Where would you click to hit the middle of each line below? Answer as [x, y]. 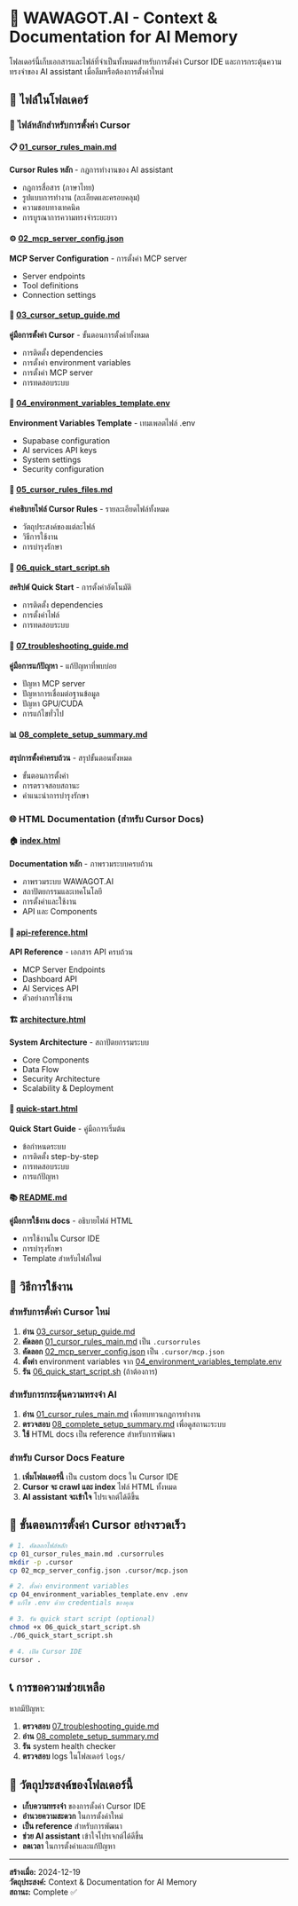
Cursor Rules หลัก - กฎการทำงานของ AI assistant [91, 170]
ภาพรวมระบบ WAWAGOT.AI [68, 881]
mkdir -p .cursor [41, 1562]
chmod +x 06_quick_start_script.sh [75, 1627]
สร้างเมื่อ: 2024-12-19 [45, 1872]
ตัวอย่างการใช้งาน [47, 998]
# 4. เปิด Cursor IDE [46, 1651]
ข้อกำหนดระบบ [44, 1146]
